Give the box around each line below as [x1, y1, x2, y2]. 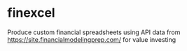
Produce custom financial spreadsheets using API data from [7, 28, 181, 36]
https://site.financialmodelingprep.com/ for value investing [7, 35, 176, 43]
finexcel [7, 5, 55, 21]
